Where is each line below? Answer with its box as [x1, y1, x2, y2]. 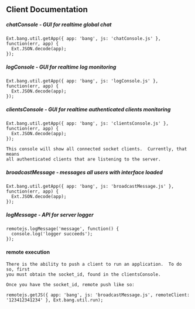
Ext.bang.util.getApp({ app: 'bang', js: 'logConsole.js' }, [6, 78, 159, 84]
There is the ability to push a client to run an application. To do [6, 262, 182, 267]
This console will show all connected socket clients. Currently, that [6, 146, 187, 152]
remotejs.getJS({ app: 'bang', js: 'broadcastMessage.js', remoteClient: [6, 292, 190, 298]
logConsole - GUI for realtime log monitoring [6, 63, 117, 70]
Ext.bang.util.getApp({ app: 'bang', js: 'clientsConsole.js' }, [6, 121, 169, 126]
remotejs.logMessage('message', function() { [6, 226, 119, 232]
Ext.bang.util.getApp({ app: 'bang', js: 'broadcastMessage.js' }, [6, 184, 175, 190]
